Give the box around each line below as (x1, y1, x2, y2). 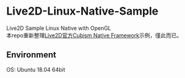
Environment (6, 50, 57, 60)
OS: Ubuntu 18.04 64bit (6, 66, 65, 73)
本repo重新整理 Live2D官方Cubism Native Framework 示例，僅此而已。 (6, 32, 182, 39)
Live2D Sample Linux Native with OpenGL (6, 24, 112, 32)
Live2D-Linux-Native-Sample (6, 4, 159, 18)
